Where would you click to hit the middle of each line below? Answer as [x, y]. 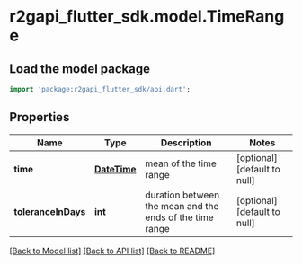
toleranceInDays [50, 211]
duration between [182, 195]
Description [186, 143]
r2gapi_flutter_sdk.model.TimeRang [147, 17]
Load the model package [80, 69]
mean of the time [181, 163]
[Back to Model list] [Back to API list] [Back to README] [112, 251]
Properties [40, 117]
